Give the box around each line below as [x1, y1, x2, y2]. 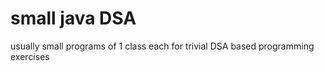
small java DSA [10, 7, 137, 30]
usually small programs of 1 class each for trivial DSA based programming [10, 40, 315, 52]
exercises [10, 50, 50, 62]
